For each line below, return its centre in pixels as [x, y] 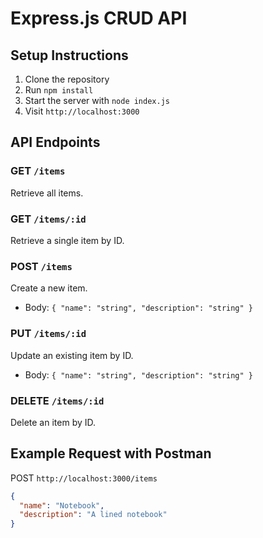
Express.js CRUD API [99, 18]
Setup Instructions [69, 55]
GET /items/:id [48, 219]
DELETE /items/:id [57, 400]
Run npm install [59, 90]
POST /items [41, 266]
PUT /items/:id [48, 334]
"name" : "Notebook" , [62, 505]
